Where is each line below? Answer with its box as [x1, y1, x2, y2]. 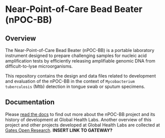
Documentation [5, 98, 55, 106]
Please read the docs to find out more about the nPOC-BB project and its [5, 111, 155, 117]
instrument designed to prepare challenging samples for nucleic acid [5, 52, 147, 58]
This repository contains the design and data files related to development [5, 73, 156, 78]
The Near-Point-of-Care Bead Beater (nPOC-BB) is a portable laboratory [5, 47, 154, 53]
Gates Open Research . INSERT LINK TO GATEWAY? [5, 127, 112, 133]
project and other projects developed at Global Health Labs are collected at [5, 121, 160, 128]
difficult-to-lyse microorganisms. [5, 63, 73, 69]
